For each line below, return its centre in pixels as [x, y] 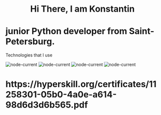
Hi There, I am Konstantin [82, 9]
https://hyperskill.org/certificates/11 [81, 84]
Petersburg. [30, 42]
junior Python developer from [66, 31]
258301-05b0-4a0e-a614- [61, 95]
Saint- [142, 31]
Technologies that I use [29, 55]
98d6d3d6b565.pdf [47, 105]
